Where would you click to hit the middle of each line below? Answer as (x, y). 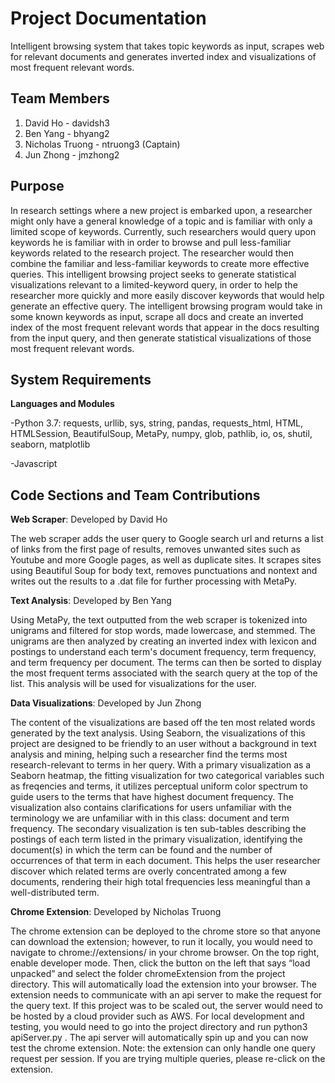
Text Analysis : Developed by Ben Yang (91, 601)
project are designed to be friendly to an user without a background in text (163, 744)
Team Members (60, 98)
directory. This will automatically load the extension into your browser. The (163, 984)
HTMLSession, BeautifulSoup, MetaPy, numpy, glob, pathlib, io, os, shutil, (161, 434)
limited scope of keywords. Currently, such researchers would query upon (163, 231)
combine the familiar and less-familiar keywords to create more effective (160, 263)
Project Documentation (108, 18)
